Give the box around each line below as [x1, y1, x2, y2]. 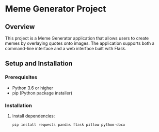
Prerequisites [5, 74, 37, 80]
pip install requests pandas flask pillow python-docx [12, 122, 126, 127]
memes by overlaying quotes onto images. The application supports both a [5, 40, 155, 46]
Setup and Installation [5, 59, 73, 68]
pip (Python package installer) [12, 90, 73, 96]
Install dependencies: [12, 113, 55, 119]
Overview [5, 23, 35, 31]
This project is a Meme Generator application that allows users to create [5, 35, 149, 41]
